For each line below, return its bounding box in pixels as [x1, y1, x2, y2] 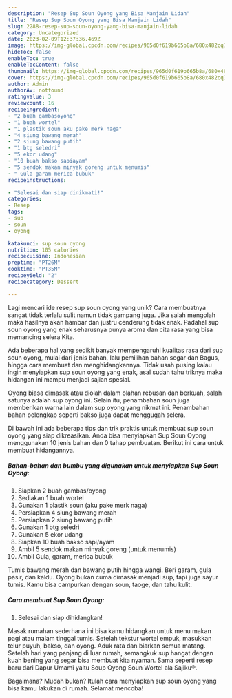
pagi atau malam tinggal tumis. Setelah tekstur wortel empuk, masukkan [8, 634, 212, 642]
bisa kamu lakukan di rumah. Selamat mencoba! [8, 684, 144, 692]
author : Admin [8, 81, 49, 88]
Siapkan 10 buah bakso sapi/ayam [17, 537, 115, 546]
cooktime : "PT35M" [8, 266, 61, 273]
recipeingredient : [8, 106, 61, 113]
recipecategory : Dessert [8, 278, 79, 285]
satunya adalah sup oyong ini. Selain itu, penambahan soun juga [8, 396, 190, 404]
